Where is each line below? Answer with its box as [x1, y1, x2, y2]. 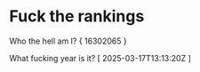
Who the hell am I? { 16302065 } [9, 36, 127, 46]
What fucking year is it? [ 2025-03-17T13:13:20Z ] [9, 52, 191, 63]
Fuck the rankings [9, 6, 145, 27]
